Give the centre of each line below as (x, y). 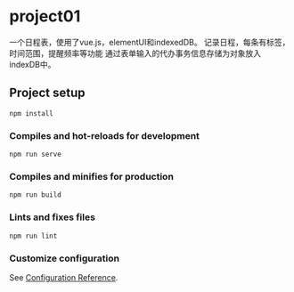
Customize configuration (65, 258)
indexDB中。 (33, 64)
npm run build (36, 195)
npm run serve (36, 154)
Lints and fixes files (53, 217)
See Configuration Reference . (64, 277)
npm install (31, 113)
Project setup (48, 93)
